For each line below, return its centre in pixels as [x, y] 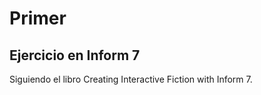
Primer [38, 18]
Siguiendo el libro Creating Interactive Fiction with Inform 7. [131, 79]
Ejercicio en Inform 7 [75, 55]
